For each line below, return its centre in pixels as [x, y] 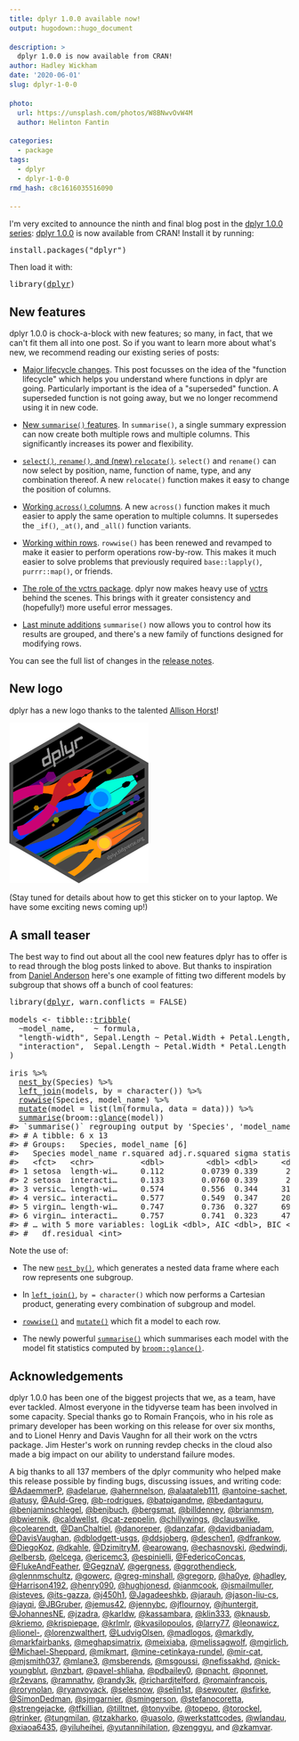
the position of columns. [66, 489]
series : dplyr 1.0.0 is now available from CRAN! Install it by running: [132, 233]
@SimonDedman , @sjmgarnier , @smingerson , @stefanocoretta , [127, 1699]
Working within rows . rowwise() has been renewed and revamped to [147, 543]
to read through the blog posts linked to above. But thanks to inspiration [141, 966]
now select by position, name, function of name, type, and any [137, 470]
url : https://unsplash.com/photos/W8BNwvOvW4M [105, 113]
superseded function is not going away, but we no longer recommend [150, 398]
